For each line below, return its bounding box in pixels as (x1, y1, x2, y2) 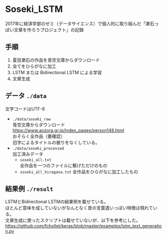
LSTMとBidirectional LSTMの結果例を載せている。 (5, 199, 109, 205)
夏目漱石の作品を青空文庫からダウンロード (12, 57, 100, 63)
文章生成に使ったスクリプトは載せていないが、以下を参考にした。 (5, 218, 141, 224)
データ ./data (5, 92, 47, 100)
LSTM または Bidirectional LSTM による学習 (12, 69, 102, 75)
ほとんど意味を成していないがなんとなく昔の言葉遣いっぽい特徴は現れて (5, 205, 154, 211)
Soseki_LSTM (5, 3, 63, 15)
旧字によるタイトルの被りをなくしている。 (12, 139, 100, 145)
